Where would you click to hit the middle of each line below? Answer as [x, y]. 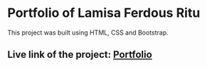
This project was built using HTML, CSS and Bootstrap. [88, 32]
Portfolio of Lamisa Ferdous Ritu [104, 13]
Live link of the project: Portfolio [80, 55]
